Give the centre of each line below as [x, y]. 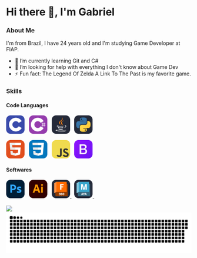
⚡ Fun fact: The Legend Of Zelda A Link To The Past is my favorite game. [103, 74]
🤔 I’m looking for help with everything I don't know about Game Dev [96, 67]
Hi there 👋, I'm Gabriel [60, 12]
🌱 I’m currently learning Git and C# [56, 61]
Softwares [19, 170]
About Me [21, 31]
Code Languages [27, 105]
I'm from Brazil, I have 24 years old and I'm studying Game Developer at [93, 43]
